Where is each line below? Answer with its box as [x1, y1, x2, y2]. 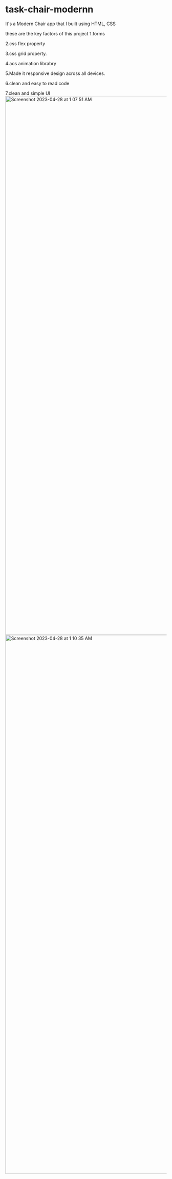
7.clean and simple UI [5, 90, 50, 96]
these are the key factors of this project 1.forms [5, 30, 105, 36]
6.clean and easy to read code [5, 80, 70, 86]
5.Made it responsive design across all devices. [5, 70, 105, 76]
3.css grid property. [5, 50, 47, 56]
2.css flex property [5, 40, 46, 47]
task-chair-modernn [5, 4, 94, 15]
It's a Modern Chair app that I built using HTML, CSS [5, 21, 116, 27]
